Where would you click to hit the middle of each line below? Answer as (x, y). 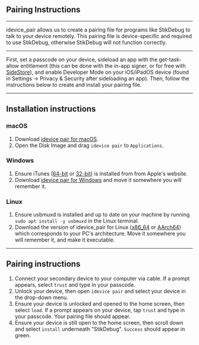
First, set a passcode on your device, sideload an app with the (82, 59)
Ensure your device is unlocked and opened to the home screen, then (99, 303)
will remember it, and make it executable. (65, 240)
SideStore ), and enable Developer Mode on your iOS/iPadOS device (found (98, 72)
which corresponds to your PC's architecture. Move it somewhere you (100, 234)
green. (23, 335)
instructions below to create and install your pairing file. (74, 84)
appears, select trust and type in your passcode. (75, 284)
